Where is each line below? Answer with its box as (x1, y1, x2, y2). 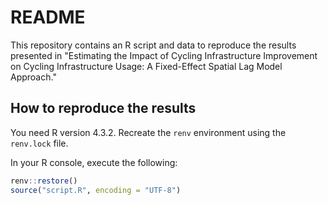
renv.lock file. (10, 137, 69, 149)
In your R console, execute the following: (10, 156, 178, 168)
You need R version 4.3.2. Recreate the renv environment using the (10, 126, 287, 138)
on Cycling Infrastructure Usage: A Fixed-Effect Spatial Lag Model (10, 60, 283, 72)
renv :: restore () (10, 176, 78, 186)
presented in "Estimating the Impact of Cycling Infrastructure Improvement (10, 49, 318, 61)
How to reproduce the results (10, 100, 197, 117)
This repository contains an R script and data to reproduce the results (10, 39, 297, 51)
